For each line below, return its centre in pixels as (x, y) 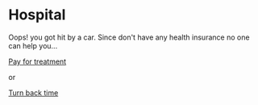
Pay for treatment (37, 61)
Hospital (37, 15)
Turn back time (33, 92)
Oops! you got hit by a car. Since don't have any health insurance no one (129, 37)
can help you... (33, 45)
